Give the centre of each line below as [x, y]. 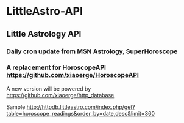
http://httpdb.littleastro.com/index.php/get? [81, 107]
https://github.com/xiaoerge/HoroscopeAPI [73, 75]
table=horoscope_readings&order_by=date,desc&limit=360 [81, 113]
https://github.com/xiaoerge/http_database [60, 95]
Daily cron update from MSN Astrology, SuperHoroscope [92, 51]
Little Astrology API [44, 34]
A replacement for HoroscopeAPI [56, 67]
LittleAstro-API [45, 11]
